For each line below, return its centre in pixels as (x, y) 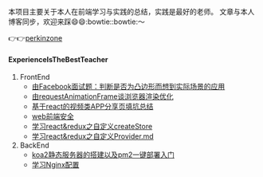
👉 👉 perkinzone (35, 38)
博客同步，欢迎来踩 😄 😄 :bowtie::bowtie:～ (77, 22)
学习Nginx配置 (55, 165)
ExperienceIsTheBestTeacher (59, 59)
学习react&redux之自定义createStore (92, 127)
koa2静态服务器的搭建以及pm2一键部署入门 (103, 155)
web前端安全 (53, 116)
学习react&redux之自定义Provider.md (92, 136)
